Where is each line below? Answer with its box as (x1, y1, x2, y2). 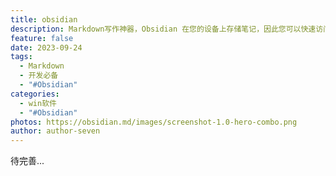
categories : (10, 89, 60, 99)
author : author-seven (10, 126, 101, 136)
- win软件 (19, 98, 57, 108)
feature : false (10, 33, 74, 43)
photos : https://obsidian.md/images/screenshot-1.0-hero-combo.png (10, 117, 298, 127)
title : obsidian (10, 14, 78, 25)
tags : (10, 52, 33, 62)
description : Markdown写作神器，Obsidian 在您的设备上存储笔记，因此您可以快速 (10, 24, 317, 34)
